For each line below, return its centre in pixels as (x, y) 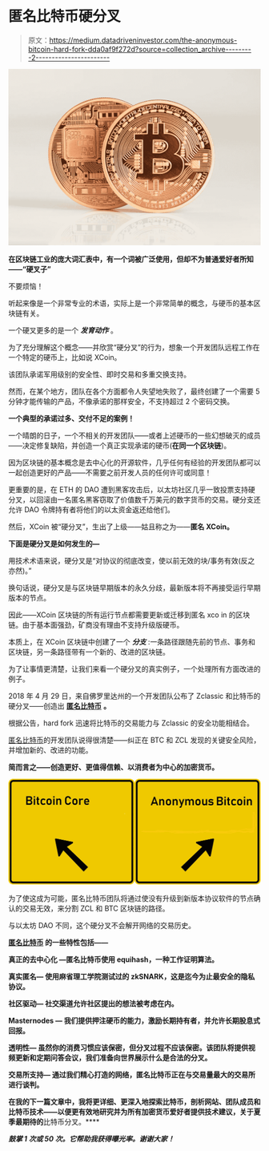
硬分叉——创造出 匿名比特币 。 (59, 705)
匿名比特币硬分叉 (65, 16)
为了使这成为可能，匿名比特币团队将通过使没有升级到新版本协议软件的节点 (131, 898)
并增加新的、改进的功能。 (50, 749)
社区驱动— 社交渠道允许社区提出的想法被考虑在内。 (93, 1004)
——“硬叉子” (30, 269)
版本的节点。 (29, 597)
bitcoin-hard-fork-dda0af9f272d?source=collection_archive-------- (140, 49)
